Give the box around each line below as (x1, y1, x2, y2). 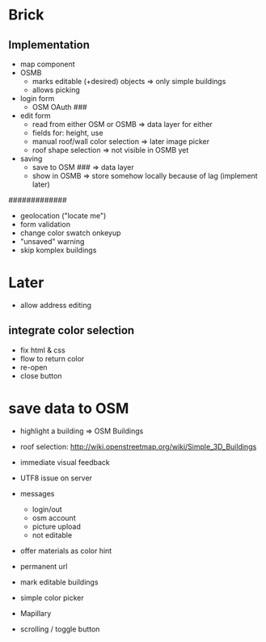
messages (19, 488, 55, 498)
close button (19, 370, 62, 381)
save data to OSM (8, 399, 129, 417)
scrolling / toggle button (19, 624, 100, 634)
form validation (19, 220, 71, 229)
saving (19, 154, 43, 163)
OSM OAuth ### (32, 103, 87, 112)
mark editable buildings (19, 577, 99, 587)
